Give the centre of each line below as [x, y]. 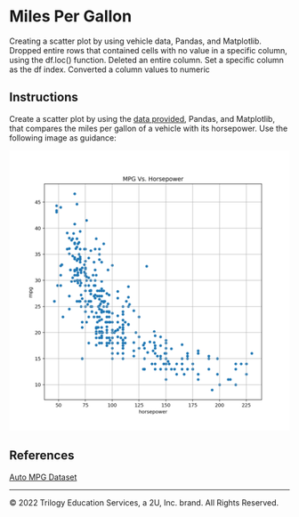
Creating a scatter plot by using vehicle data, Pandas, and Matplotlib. [136, 41]
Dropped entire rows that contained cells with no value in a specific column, [148, 50]
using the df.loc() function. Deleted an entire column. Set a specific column [147, 60]
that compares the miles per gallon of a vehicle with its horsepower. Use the [149, 128]
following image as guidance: [63, 137]
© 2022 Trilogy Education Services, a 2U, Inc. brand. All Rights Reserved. [144, 502]
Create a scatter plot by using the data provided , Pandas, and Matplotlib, [142, 118]
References [42, 456]
